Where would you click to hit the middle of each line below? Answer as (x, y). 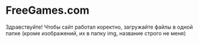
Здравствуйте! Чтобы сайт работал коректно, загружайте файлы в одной (99, 27)
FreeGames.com (48, 10)
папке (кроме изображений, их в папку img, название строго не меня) (96, 33)
